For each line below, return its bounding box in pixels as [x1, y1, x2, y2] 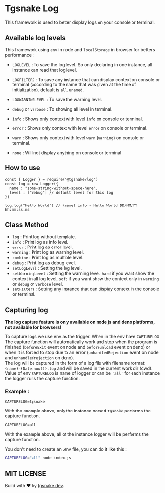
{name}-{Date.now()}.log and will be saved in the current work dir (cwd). [5, 365, 153, 371]
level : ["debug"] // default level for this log [9, 190, 113, 195]
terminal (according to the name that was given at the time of [12, 82, 136, 87]
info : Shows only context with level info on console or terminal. [12, 116, 143, 122]
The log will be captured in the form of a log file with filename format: [5, 360, 146, 366]
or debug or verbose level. [12, 281, 63, 287]
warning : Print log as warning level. [12, 249, 84, 255]
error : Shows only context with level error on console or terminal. [12, 125, 148, 131]
